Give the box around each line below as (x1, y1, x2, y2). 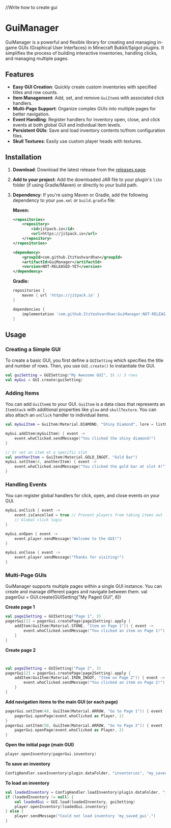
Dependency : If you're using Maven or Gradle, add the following (12, 192, 148, 198)
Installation (5, 153, 42, 162)
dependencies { (12, 307, 45, 312)
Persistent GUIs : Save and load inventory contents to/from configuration (12, 127, 165, 133)
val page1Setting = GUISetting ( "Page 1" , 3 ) (5, 614, 101, 619)
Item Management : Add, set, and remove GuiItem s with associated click (12, 95, 164, 101)
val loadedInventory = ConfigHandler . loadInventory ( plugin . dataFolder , (5, 790, 160, 795)
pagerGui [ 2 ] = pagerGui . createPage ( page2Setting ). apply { (5, 671, 131, 676)
